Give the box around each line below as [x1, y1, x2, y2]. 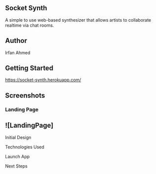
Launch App [5, 153, 30, 159]
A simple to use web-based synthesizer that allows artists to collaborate [5, 17, 152, 23]
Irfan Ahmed [5, 49, 31, 56]
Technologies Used [5, 144, 44, 150]
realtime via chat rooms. [5, 22, 54, 28]
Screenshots [5, 91, 45, 100]
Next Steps [5, 163, 28, 169]
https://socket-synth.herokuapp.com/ [5, 77, 81, 83]
